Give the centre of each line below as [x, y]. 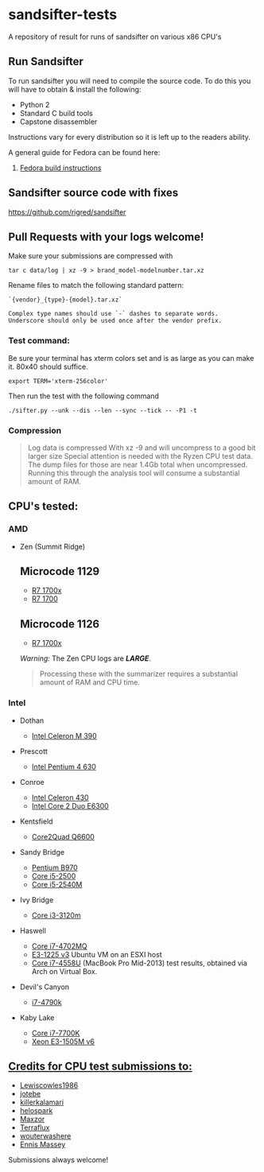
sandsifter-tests [63, 15]
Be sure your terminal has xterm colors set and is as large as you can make [131, 358]
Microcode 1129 [60, 571]
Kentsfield [36, 821]
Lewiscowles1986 [49, 1085]
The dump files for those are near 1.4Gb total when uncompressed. [138, 464]
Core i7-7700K [56, 1033]
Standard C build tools [56, 113]
